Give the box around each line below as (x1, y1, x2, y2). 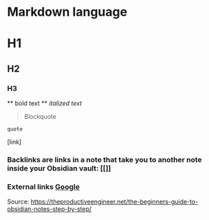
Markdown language (7, 4, 128, 20)
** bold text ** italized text (7, 99, 82, 107)
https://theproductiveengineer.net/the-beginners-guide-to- (30, 197, 199, 206)
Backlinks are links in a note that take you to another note (7, 155, 202, 164)
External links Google (7, 181, 80, 191)
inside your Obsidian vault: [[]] (7, 163, 111, 173)
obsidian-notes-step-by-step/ (7, 205, 92, 213)
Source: (7, 197, 30, 206)
